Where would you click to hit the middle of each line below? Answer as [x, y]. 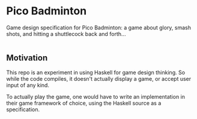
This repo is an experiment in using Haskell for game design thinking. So [95, 72]
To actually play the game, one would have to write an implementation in [95, 96]
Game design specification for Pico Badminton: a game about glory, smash [98, 28]
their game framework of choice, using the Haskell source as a [84, 103]
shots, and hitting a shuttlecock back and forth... [66, 33]
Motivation [27, 58]
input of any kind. [28, 85]
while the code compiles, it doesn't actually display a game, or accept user [99, 78]
